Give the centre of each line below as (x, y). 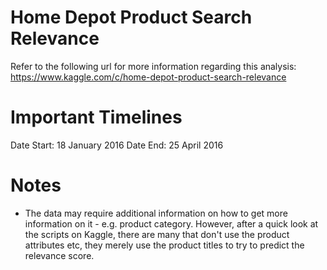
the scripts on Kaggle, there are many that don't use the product (157, 234)
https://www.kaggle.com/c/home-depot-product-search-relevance (148, 77)
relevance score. (59, 255)
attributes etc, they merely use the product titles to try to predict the (164, 245)
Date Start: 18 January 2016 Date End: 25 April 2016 (117, 145)
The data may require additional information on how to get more (156, 213)
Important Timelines (96, 117)
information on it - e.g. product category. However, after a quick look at (171, 223)
